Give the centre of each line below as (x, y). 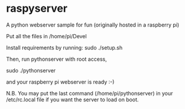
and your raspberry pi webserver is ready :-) (60, 82)
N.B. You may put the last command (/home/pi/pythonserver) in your (90, 93)
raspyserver (37, 9)
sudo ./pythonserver (31, 70)
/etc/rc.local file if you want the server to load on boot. (72, 100)
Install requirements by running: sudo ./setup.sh (64, 47)
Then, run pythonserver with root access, (57, 59)
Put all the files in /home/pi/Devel (46, 36)
